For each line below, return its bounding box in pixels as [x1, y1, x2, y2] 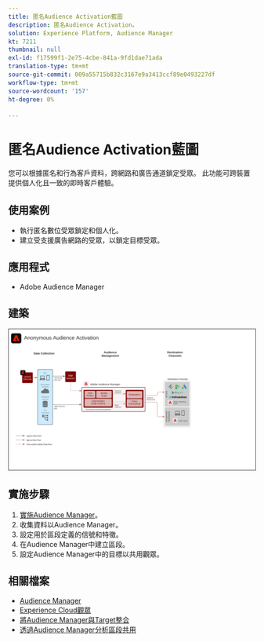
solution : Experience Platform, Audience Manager [8, 29, 174, 37]
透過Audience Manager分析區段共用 [19, 625, 136, 634]
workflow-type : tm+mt [8, 78, 79, 86]
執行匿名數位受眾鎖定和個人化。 [19, 226, 123, 235]
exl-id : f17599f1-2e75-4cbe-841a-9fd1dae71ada [8, 54, 163, 62]
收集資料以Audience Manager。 [19, 520, 123, 529]
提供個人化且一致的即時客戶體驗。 [8, 178, 118, 188]
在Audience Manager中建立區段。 [19, 539, 129, 549]
